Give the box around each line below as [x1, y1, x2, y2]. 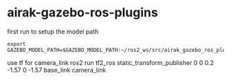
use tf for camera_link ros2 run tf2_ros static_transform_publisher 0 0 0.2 [7, 58, 214, 66]
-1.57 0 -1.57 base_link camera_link [7, 66, 107, 74]
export [7, 40, 26, 47]
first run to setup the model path [7, 27, 99, 36]
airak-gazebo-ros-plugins [7, 5, 158, 21]
